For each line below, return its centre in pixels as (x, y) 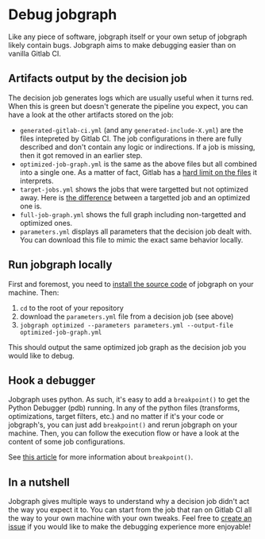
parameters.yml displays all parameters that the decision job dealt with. (136, 231)
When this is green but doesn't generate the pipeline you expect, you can (128, 106)
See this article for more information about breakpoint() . (101, 457)
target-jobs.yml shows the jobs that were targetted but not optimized (134, 189)
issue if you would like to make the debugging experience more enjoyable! (130, 527)
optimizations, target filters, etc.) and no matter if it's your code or (116, 417)
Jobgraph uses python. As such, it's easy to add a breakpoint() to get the (129, 400)
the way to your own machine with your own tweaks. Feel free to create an (130, 518)
